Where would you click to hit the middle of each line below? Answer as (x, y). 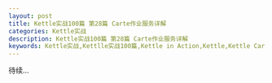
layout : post (31, 16)
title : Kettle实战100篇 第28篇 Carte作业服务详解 (88, 24)
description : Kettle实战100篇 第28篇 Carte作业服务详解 (99, 39)
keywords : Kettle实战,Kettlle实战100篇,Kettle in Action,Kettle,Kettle (129, 46)
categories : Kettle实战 (48, 31)
